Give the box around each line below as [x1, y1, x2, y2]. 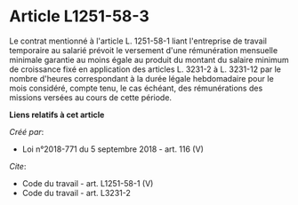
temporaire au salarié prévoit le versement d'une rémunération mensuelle [9, 44, 278, 55]
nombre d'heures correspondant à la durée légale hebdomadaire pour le [9, 73, 274, 83]
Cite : [9, 161, 27, 171]
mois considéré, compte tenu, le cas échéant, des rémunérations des [9, 83, 263, 93]
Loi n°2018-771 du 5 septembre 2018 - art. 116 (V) [21, 144, 205, 154]
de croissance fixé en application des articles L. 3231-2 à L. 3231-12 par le [9, 64, 282, 75]
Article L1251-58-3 [9, 6, 149, 27]
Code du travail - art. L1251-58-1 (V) [21, 177, 154, 188]
